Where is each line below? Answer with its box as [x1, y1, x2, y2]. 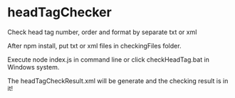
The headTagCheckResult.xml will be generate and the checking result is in [7, 76, 229, 85]
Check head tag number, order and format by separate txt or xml [7, 28, 197, 36]
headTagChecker [7, 4, 112, 21]
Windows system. [7, 62, 60, 71]
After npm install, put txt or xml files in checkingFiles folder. [7, 41, 182, 50]
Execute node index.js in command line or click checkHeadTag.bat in [7, 55, 210, 64]
